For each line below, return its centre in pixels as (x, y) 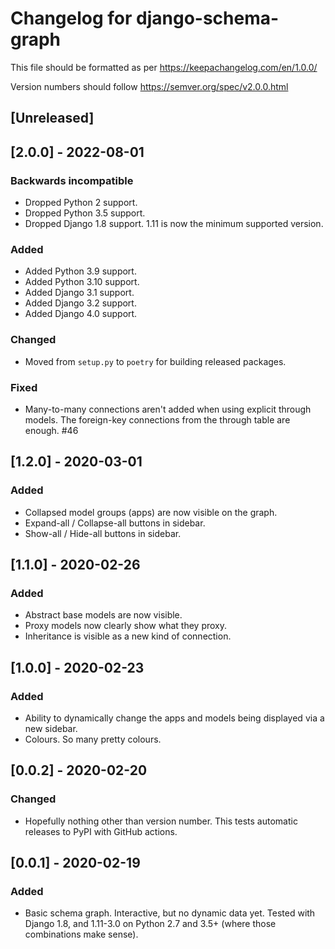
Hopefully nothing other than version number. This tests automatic (161, 821)
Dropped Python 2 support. (81, 203)
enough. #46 (51, 430)
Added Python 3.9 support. (80, 271)
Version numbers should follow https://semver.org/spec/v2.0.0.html (149, 86)
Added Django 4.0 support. (81, 314)
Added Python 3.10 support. (82, 282)
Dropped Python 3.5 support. (85, 213)
